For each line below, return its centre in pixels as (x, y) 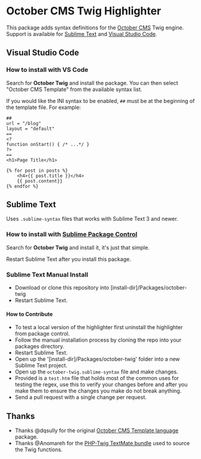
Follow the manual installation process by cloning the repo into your (98, 340)
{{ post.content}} (40, 181)
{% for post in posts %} (37, 171)
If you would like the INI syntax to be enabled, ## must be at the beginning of (100, 101)
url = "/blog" (24, 123)
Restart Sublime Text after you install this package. (69, 259)
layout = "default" (31, 129)
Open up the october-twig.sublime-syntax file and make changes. (96, 372)
